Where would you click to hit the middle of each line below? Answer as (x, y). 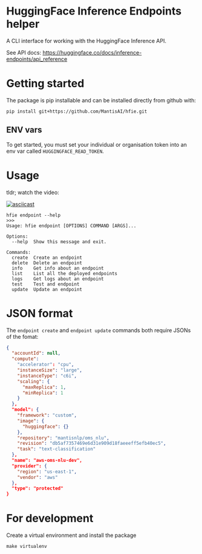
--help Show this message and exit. (59, 242)
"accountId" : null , (36, 353)
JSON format (40, 313)
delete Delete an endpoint (47, 263)
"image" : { (31, 421)
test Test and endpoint (46, 284)
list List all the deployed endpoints (65, 273)
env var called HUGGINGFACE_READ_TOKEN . (55, 151)
